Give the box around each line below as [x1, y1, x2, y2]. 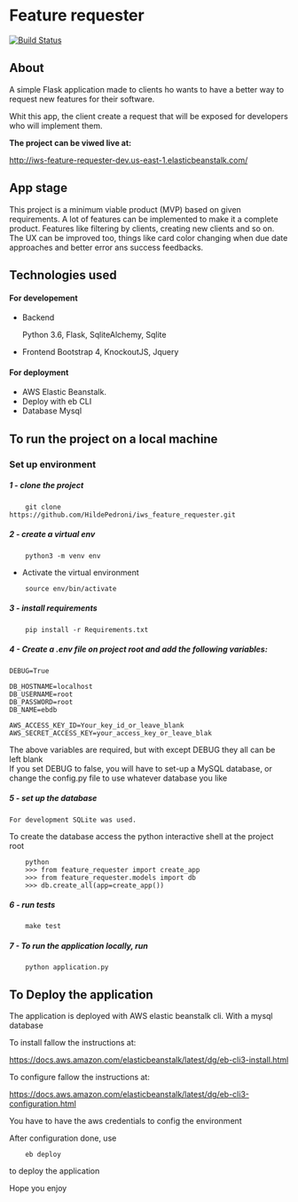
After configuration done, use [9, 1133, 117, 1143]
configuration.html [9, 1099, 77, 1110]
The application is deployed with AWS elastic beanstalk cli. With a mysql [9, 1011, 273, 1022]
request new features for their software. [9, 93, 155, 104]
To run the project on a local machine [9, 431, 218, 446]
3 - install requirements [9, 603, 98, 613]
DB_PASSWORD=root [9, 697, 74, 707]
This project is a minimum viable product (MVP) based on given [9, 204, 241, 214]
